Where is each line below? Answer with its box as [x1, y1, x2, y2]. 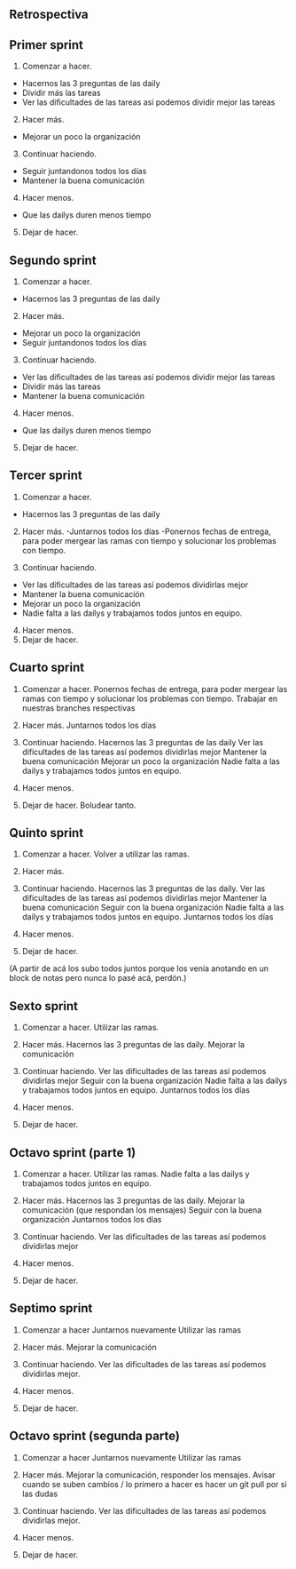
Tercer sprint [9, 468, 82, 483]
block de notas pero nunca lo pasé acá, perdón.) [9, 973, 187, 984]
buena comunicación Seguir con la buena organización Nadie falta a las [21, 902, 284, 913]
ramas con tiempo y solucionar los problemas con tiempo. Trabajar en [21, 693, 278, 704]
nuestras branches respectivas [21, 702, 136, 713]
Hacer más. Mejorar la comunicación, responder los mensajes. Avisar [21, 1469, 276, 1480]
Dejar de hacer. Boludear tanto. [21, 800, 136, 810]
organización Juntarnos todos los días [21, 1215, 162, 1225]
